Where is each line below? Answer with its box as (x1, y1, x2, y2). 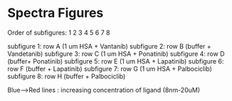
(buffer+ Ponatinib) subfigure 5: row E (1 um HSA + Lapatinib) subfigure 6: (7, 57, 224, 65)
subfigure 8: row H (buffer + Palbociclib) (7, 72, 126, 81)
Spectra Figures (7, 5, 104, 21)
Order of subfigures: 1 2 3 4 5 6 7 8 (7, 28, 110, 37)
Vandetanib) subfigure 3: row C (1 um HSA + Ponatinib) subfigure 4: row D (7, 49, 226, 58)
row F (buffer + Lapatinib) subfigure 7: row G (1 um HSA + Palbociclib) (7, 64, 212, 73)
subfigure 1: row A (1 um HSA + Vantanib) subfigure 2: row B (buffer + (7, 42, 211, 50)
